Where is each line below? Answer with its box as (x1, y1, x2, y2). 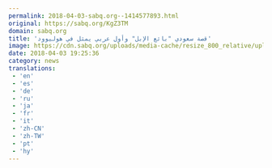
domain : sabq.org (8, 27, 67, 35)
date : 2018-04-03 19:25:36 (8, 49, 100, 57)
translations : (8, 65, 57, 73)
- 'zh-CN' (11, 124, 45, 132)
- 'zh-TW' (11, 132, 45, 140)
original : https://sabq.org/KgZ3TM (8, 19, 129, 27)
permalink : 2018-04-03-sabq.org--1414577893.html (8, 11, 180, 20)
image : (8, 42, 31, 50)
